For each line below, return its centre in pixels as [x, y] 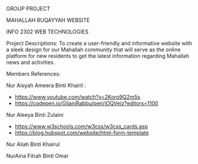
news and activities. [31, 62]
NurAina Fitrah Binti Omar [38, 156]
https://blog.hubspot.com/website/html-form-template [82, 133]
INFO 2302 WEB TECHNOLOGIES [47, 32]
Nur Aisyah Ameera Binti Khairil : [46, 85]
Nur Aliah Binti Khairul [33, 144]
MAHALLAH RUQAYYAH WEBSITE [48, 20]
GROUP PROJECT [28, 9]
